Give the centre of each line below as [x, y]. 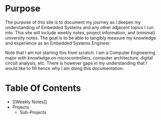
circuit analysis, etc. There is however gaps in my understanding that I [76, 63]
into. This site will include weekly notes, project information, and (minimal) [80, 32]
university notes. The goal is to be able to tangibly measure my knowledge [80, 38]
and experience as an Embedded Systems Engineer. [58, 43]
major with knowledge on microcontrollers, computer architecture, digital [79, 58]
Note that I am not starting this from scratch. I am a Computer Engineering [80, 53]
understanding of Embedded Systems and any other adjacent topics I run [79, 27]
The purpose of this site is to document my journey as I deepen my [73, 22]
